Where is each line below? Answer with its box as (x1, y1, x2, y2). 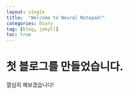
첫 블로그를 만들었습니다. (6, 60, 123, 74)
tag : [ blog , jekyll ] (6, 26, 59, 32)
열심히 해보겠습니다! (6, 81, 54, 89)
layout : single (6, 9, 45, 15)
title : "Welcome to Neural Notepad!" (6, 15, 105, 21)
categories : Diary (6, 20, 53, 26)
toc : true (6, 32, 32, 38)
